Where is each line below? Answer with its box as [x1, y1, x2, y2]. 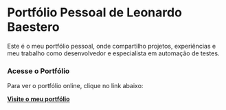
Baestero [7, 19, 60, 35]
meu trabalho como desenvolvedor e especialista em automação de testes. [7, 49, 220, 57]
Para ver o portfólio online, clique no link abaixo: [7, 82, 144, 90]
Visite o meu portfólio [7, 95, 70, 103]
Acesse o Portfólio [7, 66, 70, 76]
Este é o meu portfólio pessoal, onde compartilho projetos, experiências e [7, 42, 216, 50]
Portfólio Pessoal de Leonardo [7, 5, 182, 20]
